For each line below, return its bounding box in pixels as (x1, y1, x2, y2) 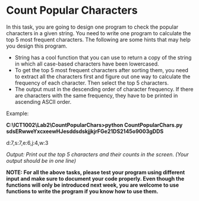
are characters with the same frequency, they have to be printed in (14, 92, 178, 99)
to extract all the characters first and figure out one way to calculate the (14, 73, 191, 80)
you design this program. (6, 42, 68, 50)
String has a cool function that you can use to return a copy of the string (14, 54, 192, 61)
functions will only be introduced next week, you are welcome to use (6, 181, 179, 188)
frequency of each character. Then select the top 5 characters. (14, 79, 169, 86)
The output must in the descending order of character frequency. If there (14, 85, 194, 92)
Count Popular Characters (6, 4, 138, 17)
